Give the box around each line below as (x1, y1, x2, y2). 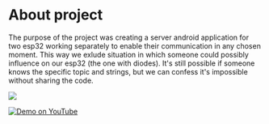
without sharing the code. (8, 75, 95, 85)
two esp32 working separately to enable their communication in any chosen (8, 41, 261, 50)
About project (8, 6, 103, 24)
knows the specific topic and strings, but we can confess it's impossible (8, 66, 248, 76)
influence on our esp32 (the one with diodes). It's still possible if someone (8, 58, 255, 68)
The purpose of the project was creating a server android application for (8, 32, 249, 42)
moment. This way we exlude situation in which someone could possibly (8, 49, 249, 59)
